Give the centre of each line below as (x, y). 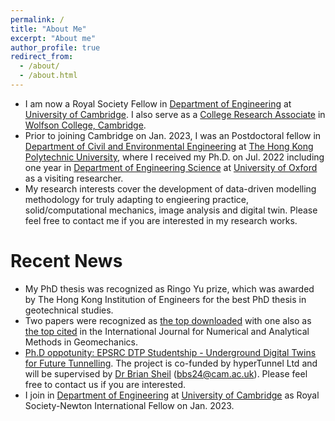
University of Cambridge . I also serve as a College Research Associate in (175, 114)
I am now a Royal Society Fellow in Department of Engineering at (158, 103)
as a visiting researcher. (74, 178)
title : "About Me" (48, 29)
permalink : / (37, 19)
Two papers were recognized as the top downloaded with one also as (168, 320)
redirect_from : (42, 57)
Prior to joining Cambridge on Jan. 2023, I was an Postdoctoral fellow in (173, 135)
